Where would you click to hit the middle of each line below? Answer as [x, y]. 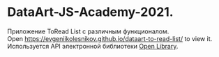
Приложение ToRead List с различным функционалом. [88, 31]
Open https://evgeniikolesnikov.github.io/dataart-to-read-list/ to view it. [110, 38]
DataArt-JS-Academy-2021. [90, 12]
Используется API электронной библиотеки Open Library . [93, 46]
